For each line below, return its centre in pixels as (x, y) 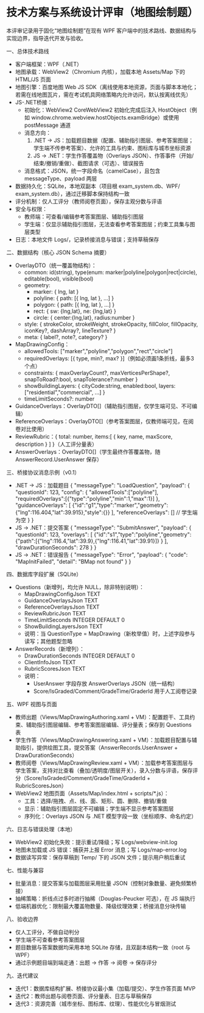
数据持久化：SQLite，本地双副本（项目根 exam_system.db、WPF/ (98, 186)
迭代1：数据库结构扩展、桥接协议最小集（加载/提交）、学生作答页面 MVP (105, 988)
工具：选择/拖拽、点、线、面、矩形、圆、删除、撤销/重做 (96, 801)
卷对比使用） (31, 429)
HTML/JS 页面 (33, 79)
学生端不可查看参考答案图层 (50, 939)
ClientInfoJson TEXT (50, 662)
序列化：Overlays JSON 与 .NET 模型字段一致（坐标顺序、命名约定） (110, 816)
